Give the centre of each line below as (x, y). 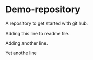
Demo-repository (43, 9)
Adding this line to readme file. (38, 33)
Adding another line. (27, 43)
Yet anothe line (21, 53)
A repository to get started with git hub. (47, 23)
